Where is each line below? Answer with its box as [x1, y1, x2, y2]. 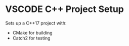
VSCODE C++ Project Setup [5, 3, 124, 15]
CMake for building [12, 29, 53, 35]
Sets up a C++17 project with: [5, 20, 67, 26]
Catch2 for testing [12, 35, 51, 41]
